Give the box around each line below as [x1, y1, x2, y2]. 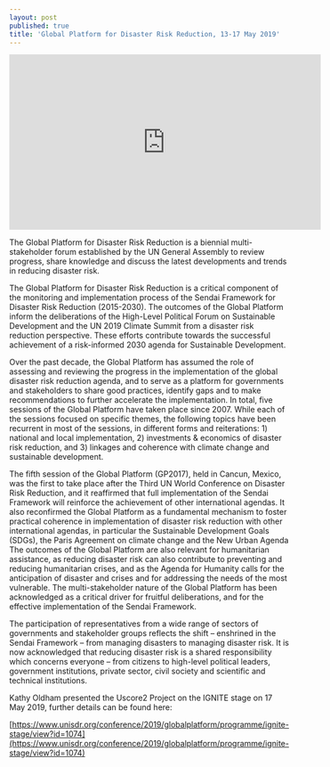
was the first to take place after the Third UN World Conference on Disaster [9, 478, 286, 489]
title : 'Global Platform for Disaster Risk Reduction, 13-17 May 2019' [9, 29, 280, 38]
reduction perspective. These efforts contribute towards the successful [9, 330, 271, 341]
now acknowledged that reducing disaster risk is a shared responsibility [9, 647, 273, 657]
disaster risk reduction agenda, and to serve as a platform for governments [9, 376, 285, 387]
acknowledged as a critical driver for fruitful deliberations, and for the [9, 592, 264, 602]
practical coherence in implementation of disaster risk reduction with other [9, 516, 283, 526]
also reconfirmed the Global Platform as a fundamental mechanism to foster [9, 507, 287, 518]
